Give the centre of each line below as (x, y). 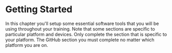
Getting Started (39, 9)
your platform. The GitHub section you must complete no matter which (80, 40)
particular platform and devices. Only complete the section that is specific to (86, 34)
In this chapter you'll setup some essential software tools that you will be (82, 23)
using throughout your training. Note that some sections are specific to (80, 29)
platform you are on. (27, 45)
